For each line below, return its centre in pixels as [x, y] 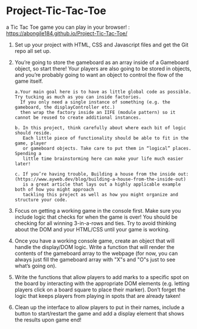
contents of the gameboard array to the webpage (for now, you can [96, 253]
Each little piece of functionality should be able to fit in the [106, 138]
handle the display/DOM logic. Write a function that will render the [94, 247]
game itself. [29, 81]
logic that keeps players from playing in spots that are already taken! [97, 296]
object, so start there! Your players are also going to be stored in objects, [103, 68]
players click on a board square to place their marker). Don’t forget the [100, 290]
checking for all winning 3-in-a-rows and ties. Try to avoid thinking [95, 223]
